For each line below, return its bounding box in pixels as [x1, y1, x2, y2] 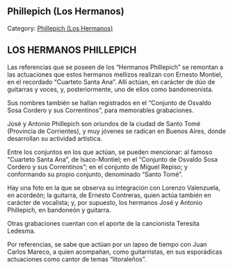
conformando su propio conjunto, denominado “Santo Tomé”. [7, 170, 183, 178]
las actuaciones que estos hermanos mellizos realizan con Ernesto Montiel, [7, 70, 223, 79]
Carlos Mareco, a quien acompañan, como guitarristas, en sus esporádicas [7, 247, 223, 256]
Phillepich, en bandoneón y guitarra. [7, 206, 111, 214]
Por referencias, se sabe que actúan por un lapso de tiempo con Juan [7, 240, 207, 248]
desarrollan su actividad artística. [7, 134, 103, 142]
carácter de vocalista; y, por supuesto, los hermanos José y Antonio [7, 198, 203, 206]
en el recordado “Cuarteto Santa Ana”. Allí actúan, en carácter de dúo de [7, 77, 216, 86]
